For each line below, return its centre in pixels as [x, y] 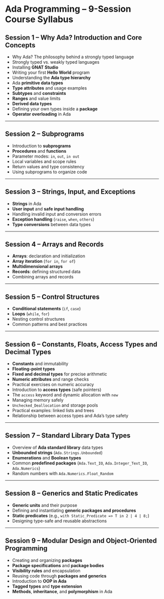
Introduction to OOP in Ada [39, 581]
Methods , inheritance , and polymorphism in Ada [62, 591]
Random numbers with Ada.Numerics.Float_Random [63, 473]
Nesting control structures [38, 319]
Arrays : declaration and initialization [49, 256]
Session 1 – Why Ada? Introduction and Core [74, 37]
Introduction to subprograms [41, 146]
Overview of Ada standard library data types [58, 447]
